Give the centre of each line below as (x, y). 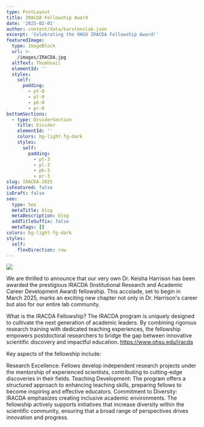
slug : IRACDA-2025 (29, 182)
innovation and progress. (37, 417)
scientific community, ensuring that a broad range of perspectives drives (97, 411)
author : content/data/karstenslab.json (57, 29)
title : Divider (36, 125)
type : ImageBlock (34, 46)
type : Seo (24, 205)
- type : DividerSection (42, 119)
